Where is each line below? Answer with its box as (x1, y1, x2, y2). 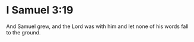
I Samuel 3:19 (6, 3, 74, 17)
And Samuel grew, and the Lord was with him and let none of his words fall (6, 23, 189, 30)
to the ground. (6, 29, 41, 36)
